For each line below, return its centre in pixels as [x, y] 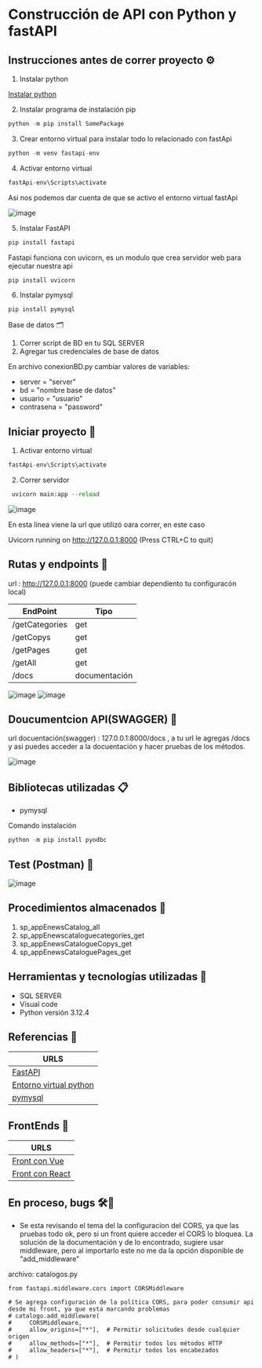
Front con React [41, 1174]
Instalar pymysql [46, 295]
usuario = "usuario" [51, 399]
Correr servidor [44, 480]
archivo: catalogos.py [43, 1274]
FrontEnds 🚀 [38, 1126]
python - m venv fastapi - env [54, 153]
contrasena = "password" [61, 407]
